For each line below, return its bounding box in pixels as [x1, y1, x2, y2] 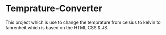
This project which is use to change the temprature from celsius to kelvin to [5, 19, 161, 25]
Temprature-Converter [5, 3, 103, 14]
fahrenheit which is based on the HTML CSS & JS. [5, 24, 109, 30]
